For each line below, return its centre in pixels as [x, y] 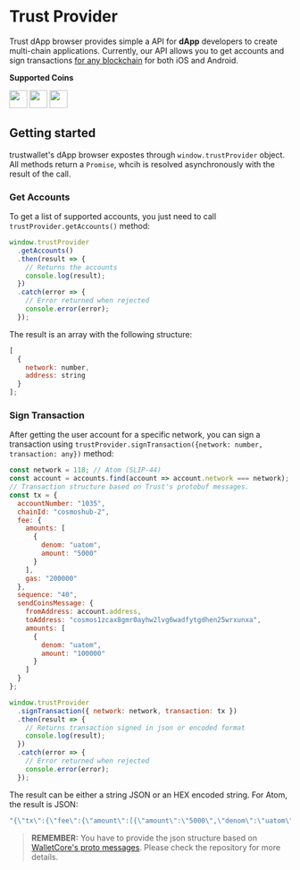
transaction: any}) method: [62, 454]
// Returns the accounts [71, 267]
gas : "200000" [51, 578]
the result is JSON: [44, 804]
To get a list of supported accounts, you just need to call [113, 217]
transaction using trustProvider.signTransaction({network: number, [136, 444]
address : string [56, 376]
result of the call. [40, 174]
